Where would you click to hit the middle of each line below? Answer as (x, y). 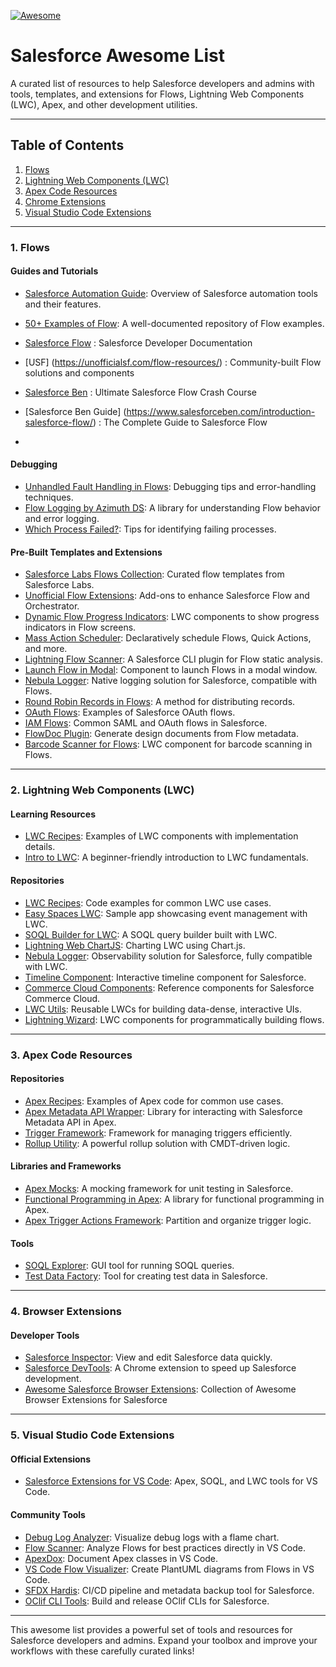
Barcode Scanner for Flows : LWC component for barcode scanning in (168, 744)
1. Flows (30, 247)
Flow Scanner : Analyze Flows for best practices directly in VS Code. (165, 1547)
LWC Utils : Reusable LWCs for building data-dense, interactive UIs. (163, 1009)
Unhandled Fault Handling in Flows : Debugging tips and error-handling (170, 487)
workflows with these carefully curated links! (102, 1651)
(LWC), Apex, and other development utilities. (104, 104)
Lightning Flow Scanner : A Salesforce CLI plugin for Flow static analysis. (173, 659)
